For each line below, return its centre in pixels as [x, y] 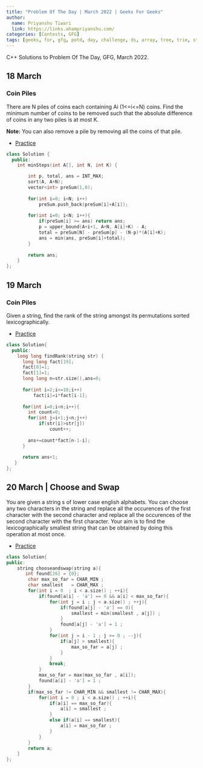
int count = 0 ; [44, 412]
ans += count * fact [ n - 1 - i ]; [59, 440]
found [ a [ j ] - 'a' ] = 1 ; [92, 625]
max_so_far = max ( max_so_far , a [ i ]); [87, 675]
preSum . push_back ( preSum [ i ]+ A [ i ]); [83, 204]
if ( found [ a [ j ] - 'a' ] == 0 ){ [97, 608]
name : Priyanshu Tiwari [41, 23]
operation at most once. [36, 534]
